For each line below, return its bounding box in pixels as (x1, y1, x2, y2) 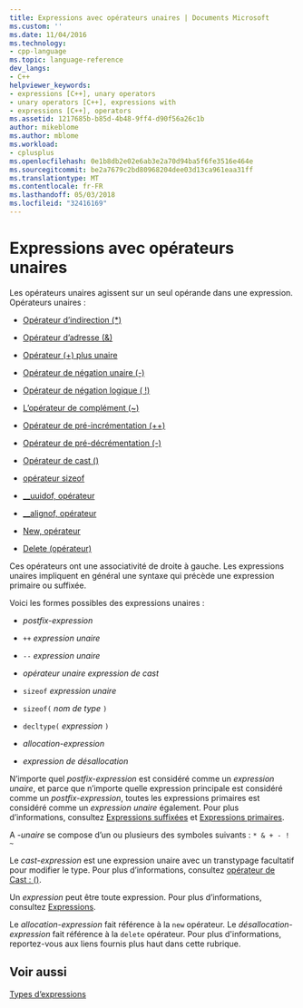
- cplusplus (9, 148, 54, 157)
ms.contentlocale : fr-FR (9, 182, 103, 191)
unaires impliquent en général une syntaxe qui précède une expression (9, 570, 275, 581)
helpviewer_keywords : (9, 81, 92, 90)
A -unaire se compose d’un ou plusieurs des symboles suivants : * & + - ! (9, 829, 290, 840)
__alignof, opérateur (22, 507, 97, 518)
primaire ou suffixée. (9, 580, 87, 591)
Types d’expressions (9, 988, 86, 999)
